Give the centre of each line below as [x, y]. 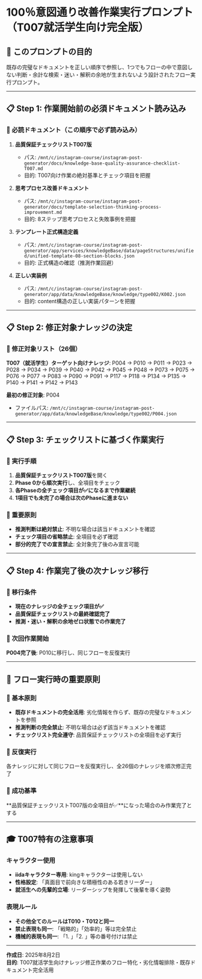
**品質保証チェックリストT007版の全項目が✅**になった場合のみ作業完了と [99, 805]
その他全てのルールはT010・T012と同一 [64, 921]
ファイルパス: [32, 408]
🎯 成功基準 [22, 791]
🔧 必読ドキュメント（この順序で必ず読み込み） [74, 130]
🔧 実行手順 [22, 461]
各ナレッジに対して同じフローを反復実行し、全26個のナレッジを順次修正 [96, 766]
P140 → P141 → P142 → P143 [42, 383]
